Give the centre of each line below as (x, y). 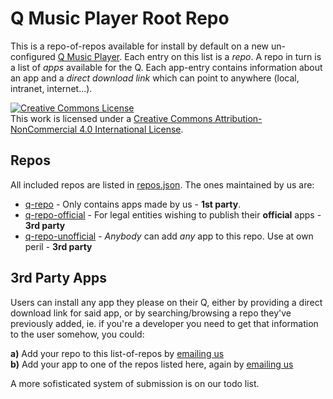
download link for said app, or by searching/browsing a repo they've (151, 313)
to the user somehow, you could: (77, 334)
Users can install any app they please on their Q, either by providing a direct (166, 302)
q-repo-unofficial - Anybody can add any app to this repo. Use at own (169, 236)
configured (33, 56)
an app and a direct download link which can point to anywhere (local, (155, 78)
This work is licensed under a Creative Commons (111, 118)
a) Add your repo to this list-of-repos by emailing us (117, 353)
